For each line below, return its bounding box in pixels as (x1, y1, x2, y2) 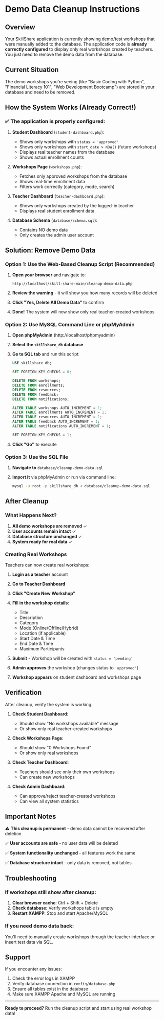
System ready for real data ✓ (12, 539, 72, 545)
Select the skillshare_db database (12, 342, 83, 348)
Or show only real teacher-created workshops (19, 726, 112, 732)
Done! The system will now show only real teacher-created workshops (12, 309, 155, 315)
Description (19, 615, 43, 620)
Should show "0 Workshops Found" (19, 744, 92, 750)
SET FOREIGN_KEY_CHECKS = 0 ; (12, 370, 72, 375)
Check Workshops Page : (12, 735, 63, 741)
